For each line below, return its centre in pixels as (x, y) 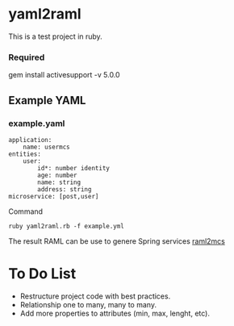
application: (30, 140)
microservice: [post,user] (54, 196)
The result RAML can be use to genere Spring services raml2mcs (117, 241)
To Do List (42, 274)
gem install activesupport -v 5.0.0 (64, 75)
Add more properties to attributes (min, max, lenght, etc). (115, 313)
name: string (59, 182)
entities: (25, 154)
